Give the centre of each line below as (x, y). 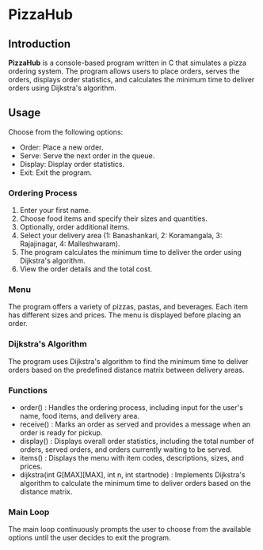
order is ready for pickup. (61, 432)
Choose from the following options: (66, 131)
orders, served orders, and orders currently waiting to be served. (126, 449)
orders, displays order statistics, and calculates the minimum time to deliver (131, 80)
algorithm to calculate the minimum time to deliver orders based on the (135, 483)
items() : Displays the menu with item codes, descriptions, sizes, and (131, 458)
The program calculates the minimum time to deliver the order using (130, 252)
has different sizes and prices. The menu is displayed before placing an (125, 315)
